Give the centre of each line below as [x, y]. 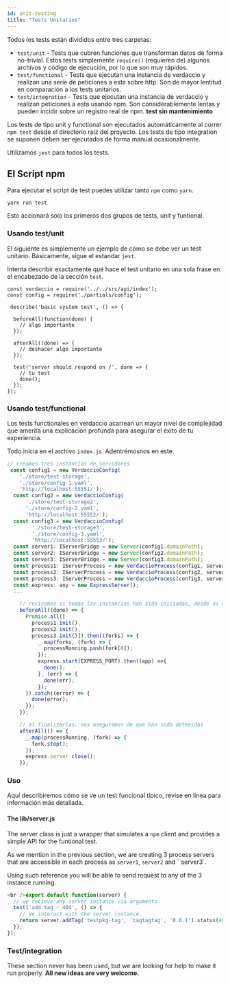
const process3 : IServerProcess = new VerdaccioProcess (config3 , [108, 579]
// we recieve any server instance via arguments [85, 901]
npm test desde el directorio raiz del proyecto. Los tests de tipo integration [112, 132]
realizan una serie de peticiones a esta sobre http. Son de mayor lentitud [119, 82]
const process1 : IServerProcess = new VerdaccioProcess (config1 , [108, 566]
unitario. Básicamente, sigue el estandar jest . [72, 255]
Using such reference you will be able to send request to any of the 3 [104, 875]
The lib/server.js [31, 819]
